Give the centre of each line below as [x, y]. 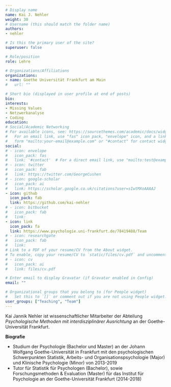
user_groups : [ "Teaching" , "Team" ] [43, 301]
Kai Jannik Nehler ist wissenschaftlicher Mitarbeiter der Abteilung [74, 316]
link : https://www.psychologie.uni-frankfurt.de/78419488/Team [78, 231]
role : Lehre [18, 62]
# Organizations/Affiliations [37, 71]
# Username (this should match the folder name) [58, 24]
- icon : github [21, 193]
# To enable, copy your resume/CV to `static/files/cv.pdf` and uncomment [86, 255]
